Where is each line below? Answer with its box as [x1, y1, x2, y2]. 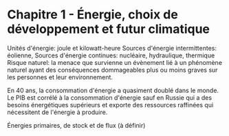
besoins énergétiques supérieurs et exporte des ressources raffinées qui [7, 100, 214, 109]
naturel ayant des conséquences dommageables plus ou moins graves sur [7, 66, 218, 74]
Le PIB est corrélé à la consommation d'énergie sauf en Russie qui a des [7, 93, 212, 102]
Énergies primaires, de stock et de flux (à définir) [7, 121, 146, 129]
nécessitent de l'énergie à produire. [7, 108, 108, 116]
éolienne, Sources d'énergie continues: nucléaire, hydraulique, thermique [7, 51, 215, 59]
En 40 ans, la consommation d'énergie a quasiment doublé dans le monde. [7, 86, 219, 94]
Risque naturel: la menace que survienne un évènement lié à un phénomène [7, 58, 222, 66]
